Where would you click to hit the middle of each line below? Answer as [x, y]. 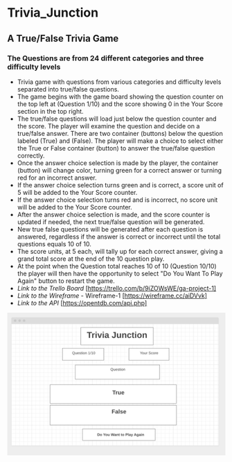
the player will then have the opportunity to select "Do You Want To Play [120, 273]
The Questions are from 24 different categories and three [106, 58]
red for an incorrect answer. [57, 178]
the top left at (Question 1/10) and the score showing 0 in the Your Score [120, 104]
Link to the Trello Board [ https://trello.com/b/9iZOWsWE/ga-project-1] [117, 288]
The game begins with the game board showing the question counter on [120, 96]
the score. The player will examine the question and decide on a [108, 126]
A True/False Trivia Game [63, 38]
